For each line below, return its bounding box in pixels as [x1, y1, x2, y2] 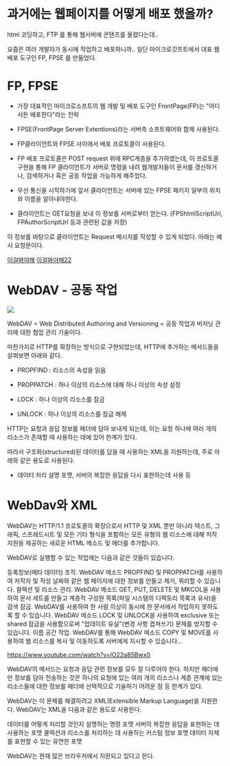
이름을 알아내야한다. [24, 194, 78, 203]
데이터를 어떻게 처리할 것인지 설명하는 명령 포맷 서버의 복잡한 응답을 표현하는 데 [7, 720, 220, 728]
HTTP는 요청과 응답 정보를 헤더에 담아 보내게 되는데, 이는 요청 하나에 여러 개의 [7, 424, 217, 432]
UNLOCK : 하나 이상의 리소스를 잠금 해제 [16, 409, 127, 418]
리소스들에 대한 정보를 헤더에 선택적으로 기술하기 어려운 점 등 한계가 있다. [7, 682, 203, 690]
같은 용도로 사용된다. [19, 456, 76, 465]
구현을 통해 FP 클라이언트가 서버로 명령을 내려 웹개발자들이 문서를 [16, 162, 194, 171]
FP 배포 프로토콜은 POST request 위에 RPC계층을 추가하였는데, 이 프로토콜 [16, 154, 219, 162]
